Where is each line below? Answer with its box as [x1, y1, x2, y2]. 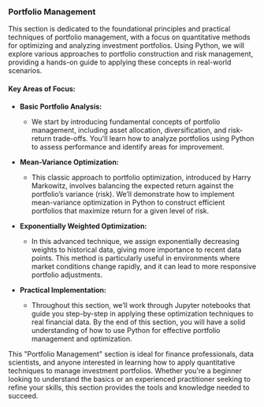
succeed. [8, 390, 39, 400]
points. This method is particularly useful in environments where [31, 253, 240, 262]
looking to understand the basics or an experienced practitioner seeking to [8, 374, 251, 383]
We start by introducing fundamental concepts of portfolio [31, 117, 221, 126]
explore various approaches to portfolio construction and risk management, [8, 50, 254, 59]
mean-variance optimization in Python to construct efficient [31, 198, 225, 207]
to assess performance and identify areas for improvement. [31, 142, 225, 151]
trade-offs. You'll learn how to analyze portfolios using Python [53, 133, 255, 143]
